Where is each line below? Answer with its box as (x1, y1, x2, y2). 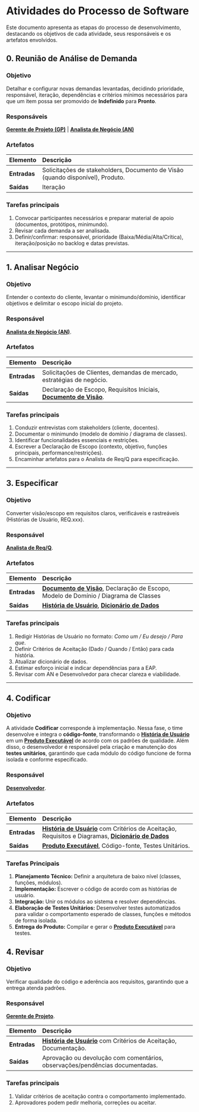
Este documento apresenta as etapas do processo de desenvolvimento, (6, 24, 182, 31)
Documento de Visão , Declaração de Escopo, (42, 584, 171, 593)
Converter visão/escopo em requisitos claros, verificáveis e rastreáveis (6, 509, 179, 517)
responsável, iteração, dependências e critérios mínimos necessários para (6, 91, 188, 99)
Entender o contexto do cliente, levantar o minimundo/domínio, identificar (6, 294, 186, 301)
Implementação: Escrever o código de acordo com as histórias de (14, 885, 177, 892)
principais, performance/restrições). (14, 449, 104, 456)
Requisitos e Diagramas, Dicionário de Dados (42, 832, 169, 840)
